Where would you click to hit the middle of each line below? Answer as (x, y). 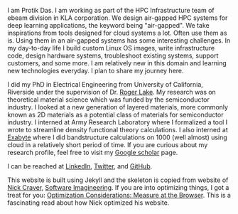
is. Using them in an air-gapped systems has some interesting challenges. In (119, 41)
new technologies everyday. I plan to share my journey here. (96, 71)
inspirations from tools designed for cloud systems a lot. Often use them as (117, 33)
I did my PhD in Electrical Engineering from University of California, (106, 84)
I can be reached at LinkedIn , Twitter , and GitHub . (80, 166)
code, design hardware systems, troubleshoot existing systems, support (113, 55)
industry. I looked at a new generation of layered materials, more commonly (118, 107)
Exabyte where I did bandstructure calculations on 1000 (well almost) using (117, 137)
